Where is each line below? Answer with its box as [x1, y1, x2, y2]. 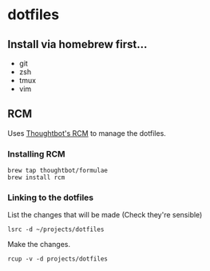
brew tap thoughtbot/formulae [7, 166, 109, 175]
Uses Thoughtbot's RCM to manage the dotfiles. [7, 128, 167, 137]
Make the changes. [7, 240, 71, 249]
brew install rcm [7, 173, 65, 181]
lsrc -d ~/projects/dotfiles [7, 225, 105, 233]
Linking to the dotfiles [7, 192, 93, 203]
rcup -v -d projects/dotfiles [7, 255, 109, 263]
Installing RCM [7, 148, 65, 159]
